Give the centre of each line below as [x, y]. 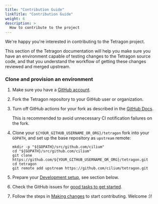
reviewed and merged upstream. [38, 67]
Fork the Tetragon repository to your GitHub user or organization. [78, 99]
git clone [22, 156]
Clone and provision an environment [49, 80]
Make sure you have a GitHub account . [51, 90]
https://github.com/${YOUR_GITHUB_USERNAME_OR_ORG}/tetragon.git [80, 160]
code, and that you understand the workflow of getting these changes [76, 61]
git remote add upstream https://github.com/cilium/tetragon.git [80, 168]
